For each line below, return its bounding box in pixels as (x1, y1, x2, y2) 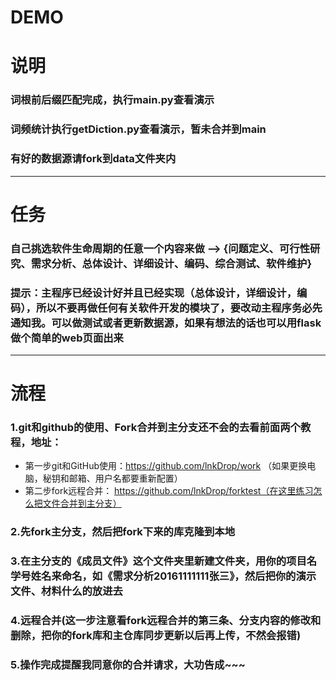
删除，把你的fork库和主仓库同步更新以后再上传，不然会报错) (10, 629, 302, 643)
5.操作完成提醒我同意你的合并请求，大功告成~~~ (10, 658, 246, 672)
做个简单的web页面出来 (10, 331, 124, 345)
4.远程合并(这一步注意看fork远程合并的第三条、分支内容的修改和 (10, 614, 322, 628)
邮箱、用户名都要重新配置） (68, 472, 183, 485)
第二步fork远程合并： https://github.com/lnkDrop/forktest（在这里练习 (24, 485, 314, 497)
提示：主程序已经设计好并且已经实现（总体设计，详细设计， (10, 286, 298, 300)
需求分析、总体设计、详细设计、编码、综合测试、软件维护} (30, 256, 313, 270)
